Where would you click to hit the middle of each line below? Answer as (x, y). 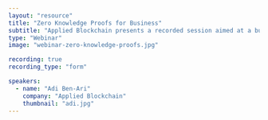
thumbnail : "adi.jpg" (58, 103)
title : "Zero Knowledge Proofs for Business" (85, 23)
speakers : (25, 81)
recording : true (35, 60)
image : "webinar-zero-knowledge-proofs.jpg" (83, 45)
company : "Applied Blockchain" (75, 96)
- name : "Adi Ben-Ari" (53, 88)
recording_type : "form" (48, 67)
